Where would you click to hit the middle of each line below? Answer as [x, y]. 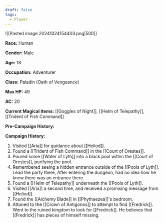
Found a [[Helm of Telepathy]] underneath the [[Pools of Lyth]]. [78, 183]
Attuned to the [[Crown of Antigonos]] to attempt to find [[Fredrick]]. [83, 204]
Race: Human [19, 43]
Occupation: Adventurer [30, 72]
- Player [19, 19]
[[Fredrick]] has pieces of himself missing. [56, 215]
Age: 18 [13, 63]
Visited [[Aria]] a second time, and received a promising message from [85, 188]
